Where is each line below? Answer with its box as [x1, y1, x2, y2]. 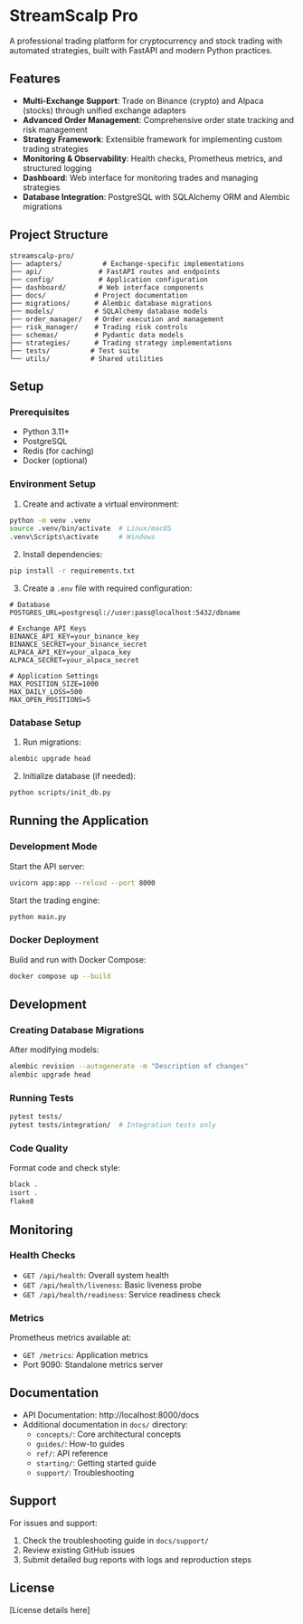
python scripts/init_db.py [9, 788, 111, 797]
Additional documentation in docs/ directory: [22, 1419, 188, 1429]
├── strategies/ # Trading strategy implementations [9, 338, 232, 347]
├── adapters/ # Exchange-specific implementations [9, 259, 245, 268]
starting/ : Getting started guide [35, 1458, 156, 1468]
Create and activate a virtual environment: [22, 499, 179, 509]
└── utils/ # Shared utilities [9, 354, 165, 363]
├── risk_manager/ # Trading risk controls [9, 322, 188, 331]
